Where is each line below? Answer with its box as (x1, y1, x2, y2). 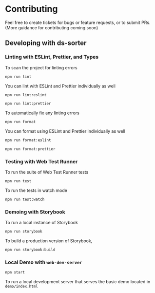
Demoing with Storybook (5, 209, 66, 215)
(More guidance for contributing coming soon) (5, 24, 98, 30)
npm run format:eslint (5, 138, 51, 143)
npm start (5, 270, 25, 275)
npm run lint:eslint (5, 92, 47, 97)
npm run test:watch (5, 197, 45, 202)
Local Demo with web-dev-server (5, 259, 82, 266)
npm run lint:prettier (5, 101, 51, 106)
